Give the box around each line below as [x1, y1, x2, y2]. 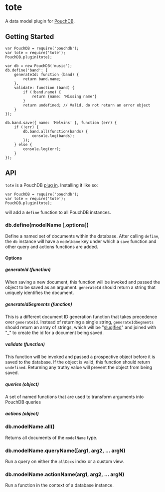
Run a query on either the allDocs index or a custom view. [5, 458, 124, 464]
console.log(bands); [31, 133, 75, 138]
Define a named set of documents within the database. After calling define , [5, 233, 160, 239]
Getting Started [5, 32, 54, 41]
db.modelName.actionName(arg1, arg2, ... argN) [5, 470, 125, 477]
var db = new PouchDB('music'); [5, 63, 72, 68]
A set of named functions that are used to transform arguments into [5, 394, 144, 400]
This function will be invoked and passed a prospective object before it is [5, 354, 156, 360]
